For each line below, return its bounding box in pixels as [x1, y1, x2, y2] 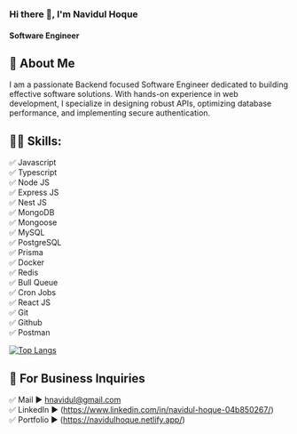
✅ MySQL [9, 227, 45, 238]
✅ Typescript [9, 167, 58, 178]
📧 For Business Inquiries [9, 371, 145, 386]
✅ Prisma [9, 247, 44, 258]
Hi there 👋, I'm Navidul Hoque [9, 8, 139, 20]
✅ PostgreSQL [9, 237, 62, 248]
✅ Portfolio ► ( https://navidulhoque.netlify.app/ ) [9, 414, 186, 425]
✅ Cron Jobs [9, 287, 56, 298]
